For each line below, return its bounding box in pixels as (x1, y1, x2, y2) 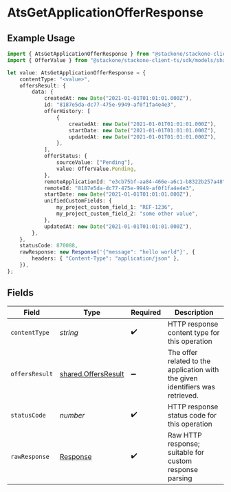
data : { (32, 88, 54, 96)
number (59, 410, 85, 420)
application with (167, 365, 219, 374)
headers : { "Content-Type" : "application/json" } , (32, 255, 180, 263)
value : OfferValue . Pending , (56, 165, 137, 172)
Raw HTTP (167, 430, 203, 440)
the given (167, 373, 198, 383)
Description (174, 307, 214, 317)
